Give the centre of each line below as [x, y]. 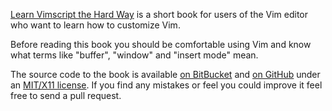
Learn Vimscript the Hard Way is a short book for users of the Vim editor [159, 14]
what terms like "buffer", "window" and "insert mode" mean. [134, 55]
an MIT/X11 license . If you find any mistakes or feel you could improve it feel [166, 85]
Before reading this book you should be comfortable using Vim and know [161, 44]
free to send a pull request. [66, 95]
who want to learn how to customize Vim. [95, 25]
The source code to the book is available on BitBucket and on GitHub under [165, 74]
